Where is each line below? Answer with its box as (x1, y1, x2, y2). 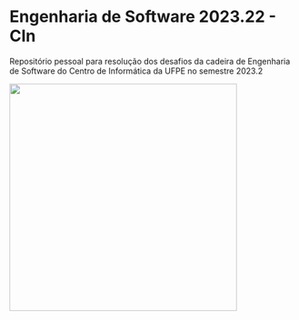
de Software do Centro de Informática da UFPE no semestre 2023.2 (9, 65, 264, 76)
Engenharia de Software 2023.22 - (9, 6, 277, 27)
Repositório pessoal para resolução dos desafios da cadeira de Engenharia (9, 55, 291, 66)
